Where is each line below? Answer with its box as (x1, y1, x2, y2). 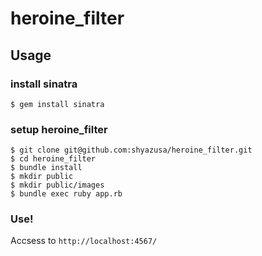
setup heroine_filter (10, 122, 108, 136)
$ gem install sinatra (10, 99, 105, 109)
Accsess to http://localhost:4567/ (10, 235, 158, 247)
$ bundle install (10, 163, 83, 173)
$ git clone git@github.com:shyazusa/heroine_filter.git (10, 145, 253, 156)
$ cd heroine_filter (10, 154, 97, 164)
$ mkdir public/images (10, 180, 105, 191)
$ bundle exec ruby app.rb (10, 189, 123, 199)
